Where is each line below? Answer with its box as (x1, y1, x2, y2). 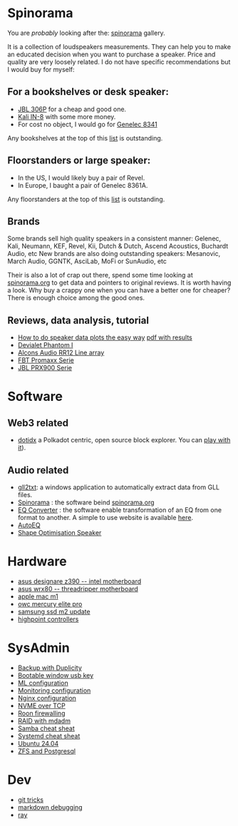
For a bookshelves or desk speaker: (7, 86, 169, 98)
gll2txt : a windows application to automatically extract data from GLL (17, 483, 219, 491)
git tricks (17, 795, 44, 804)
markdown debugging (17, 802, 83, 811)
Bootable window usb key (17, 671, 94, 679)
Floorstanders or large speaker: (7, 155, 151, 167)
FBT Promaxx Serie (17, 356, 75, 364)
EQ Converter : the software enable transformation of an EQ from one (17, 506, 222, 514)
